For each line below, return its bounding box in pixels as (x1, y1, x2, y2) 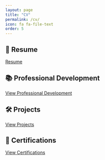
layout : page (5, 7, 33, 13)
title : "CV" (5, 12, 31, 17)
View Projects (5, 121, 35, 127)
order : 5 (5, 26, 24, 31)
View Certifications (5, 149, 45, 155)
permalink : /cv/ (5, 17, 40, 22)
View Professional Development (5, 90, 72, 96)
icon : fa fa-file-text (5, 21, 54, 27)
